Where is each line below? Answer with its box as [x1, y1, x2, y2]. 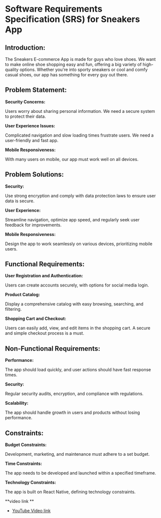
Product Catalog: [5, 292, 40, 298]
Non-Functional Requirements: [5, 344, 100, 353]
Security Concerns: [5, 99, 46, 105]
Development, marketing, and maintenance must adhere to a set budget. [5, 451, 150, 457]
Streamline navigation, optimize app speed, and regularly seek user [5, 216, 140, 222]
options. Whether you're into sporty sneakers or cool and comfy [19, 67, 148, 72]
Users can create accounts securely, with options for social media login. [5, 282, 149, 288]
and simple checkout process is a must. [5, 330, 84, 336]
